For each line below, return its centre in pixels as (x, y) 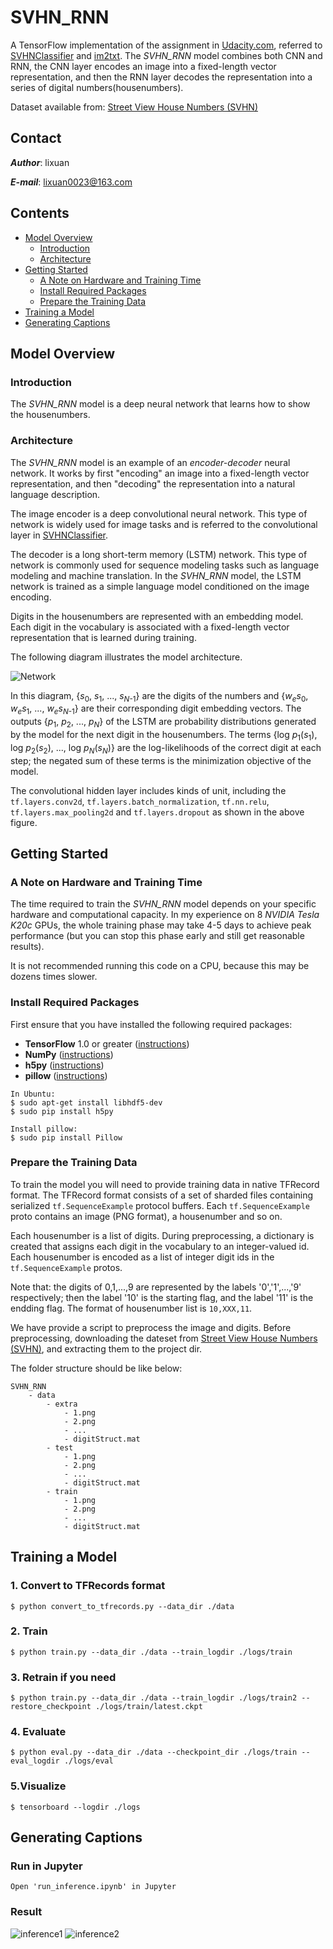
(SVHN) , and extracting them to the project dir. (106, 1348)
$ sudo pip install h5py (62, 1111)
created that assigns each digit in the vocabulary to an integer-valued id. (160, 1246)
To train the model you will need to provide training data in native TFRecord (165, 1184)
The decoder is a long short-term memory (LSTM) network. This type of (159, 554)
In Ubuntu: (33, 1094)
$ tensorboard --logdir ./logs (75, 1807)
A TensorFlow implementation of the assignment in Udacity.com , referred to (166, 45)
